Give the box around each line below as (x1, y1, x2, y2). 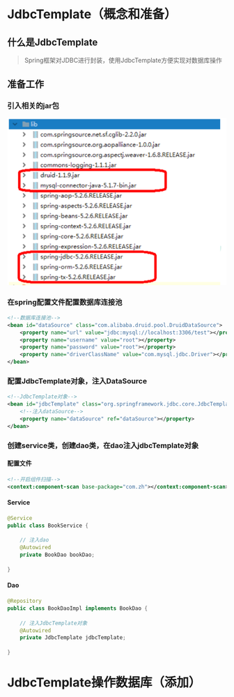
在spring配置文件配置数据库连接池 (7, 297, 123, 307)
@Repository (7, 597, 42, 605)
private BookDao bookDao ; (19, 551, 95, 558)
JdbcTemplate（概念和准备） (7, 6, 177, 22)
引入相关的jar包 (7, 101, 59, 111)
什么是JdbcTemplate (7, 36, 98, 48)
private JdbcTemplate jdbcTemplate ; (19, 634, 127, 641)
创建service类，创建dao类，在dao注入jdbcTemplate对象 (7, 441, 199, 450)
